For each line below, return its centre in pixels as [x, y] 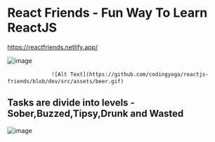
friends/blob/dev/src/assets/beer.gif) [66, 81]
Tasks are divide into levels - [71, 103]
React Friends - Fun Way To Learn [107, 13]
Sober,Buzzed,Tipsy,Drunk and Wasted [96, 114]
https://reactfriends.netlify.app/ [53, 47]
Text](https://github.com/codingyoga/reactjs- [139, 74]
